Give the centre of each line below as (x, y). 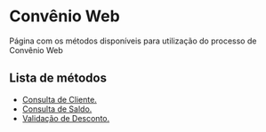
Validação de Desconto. (66, 118)
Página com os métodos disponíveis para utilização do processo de (133, 41)
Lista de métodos (58, 78)
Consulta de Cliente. (60, 99)
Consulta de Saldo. (57, 109)
